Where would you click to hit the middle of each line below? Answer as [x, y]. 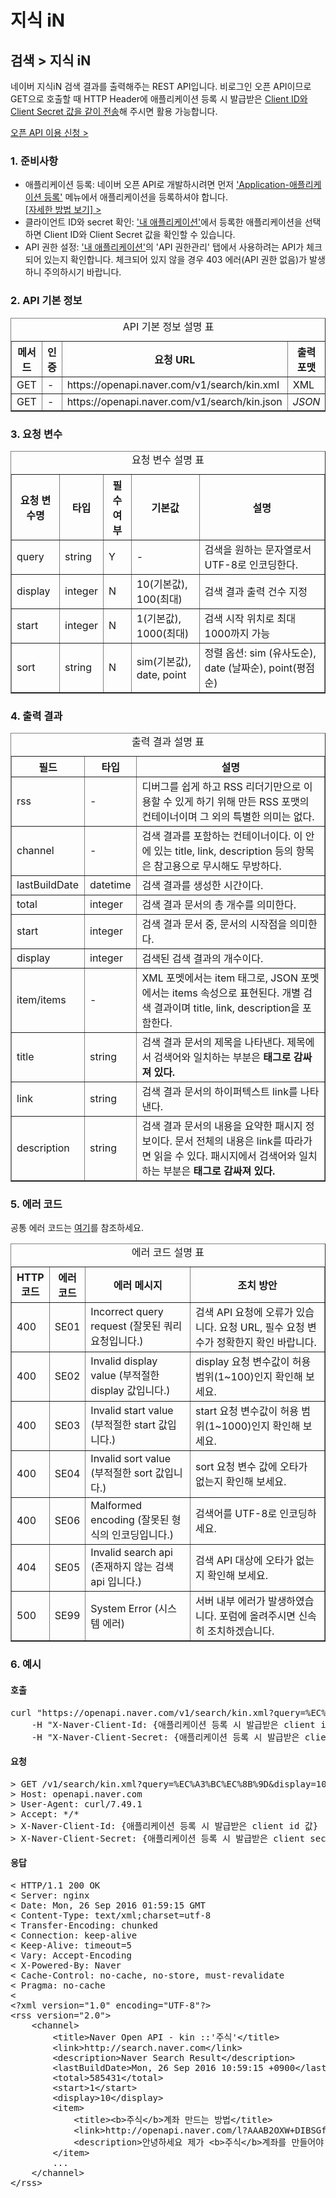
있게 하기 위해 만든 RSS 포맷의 [242, 802]
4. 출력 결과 [36, 716]
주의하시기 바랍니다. [82, 272]
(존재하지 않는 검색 [132, 1567]
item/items [41, 1000]
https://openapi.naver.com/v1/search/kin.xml [173, 384]
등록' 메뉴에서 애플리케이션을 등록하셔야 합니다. [135, 197]
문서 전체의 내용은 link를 [228, 1141]
